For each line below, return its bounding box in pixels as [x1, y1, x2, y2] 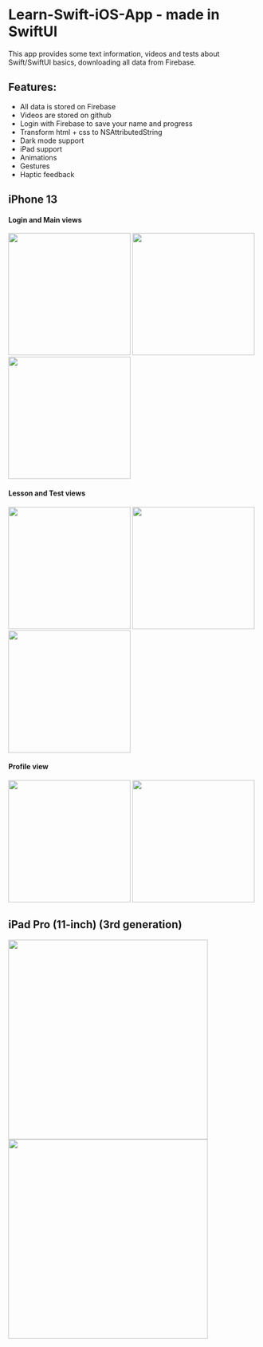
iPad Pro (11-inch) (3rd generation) [8, 918, 183, 931]
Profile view [8, 762, 49, 772]
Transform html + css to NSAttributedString [19, 127, 163, 136]
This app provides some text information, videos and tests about [8, 49, 220, 58]
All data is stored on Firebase [19, 101, 116, 111]
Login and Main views [8, 215, 82, 224]
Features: [8, 81, 57, 94]
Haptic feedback [19, 169, 75, 179]
